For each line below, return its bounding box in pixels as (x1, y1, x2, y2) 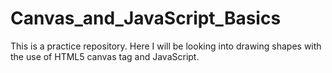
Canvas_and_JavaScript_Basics (10, 7, 282, 30)
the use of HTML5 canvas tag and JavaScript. (10, 50, 200, 62)
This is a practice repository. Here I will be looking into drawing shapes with (10, 40, 322, 52)
